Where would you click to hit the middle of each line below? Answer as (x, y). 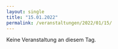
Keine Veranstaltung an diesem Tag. (51, 40)
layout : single (25, 12)
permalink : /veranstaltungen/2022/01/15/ (59, 23)
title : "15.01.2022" (32, 17)
